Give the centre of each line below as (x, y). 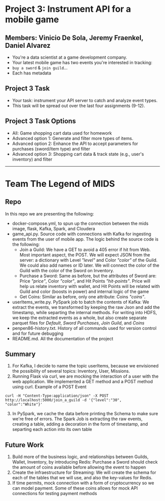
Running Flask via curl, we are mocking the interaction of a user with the (85, 376)
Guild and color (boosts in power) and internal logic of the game (84, 291)
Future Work (25, 445)
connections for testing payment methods (55, 494)
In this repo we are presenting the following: (50, 214)
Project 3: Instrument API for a (68, 9)
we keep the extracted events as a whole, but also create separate (80, 318)
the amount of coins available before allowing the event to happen (79, 467)
